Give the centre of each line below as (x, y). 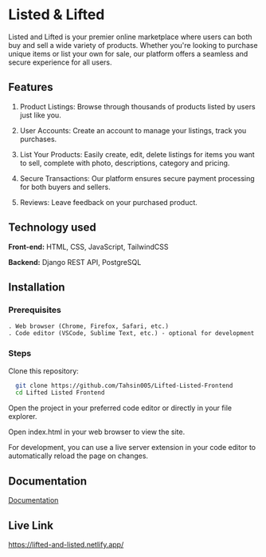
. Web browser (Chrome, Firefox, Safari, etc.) (89, 326)
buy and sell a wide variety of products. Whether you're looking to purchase (133, 45)
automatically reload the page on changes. (78, 456)
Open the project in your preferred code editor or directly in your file (120, 408)
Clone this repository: (44, 371)
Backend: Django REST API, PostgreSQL (75, 262)
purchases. (38, 139)
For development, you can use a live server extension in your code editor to (132, 448)
